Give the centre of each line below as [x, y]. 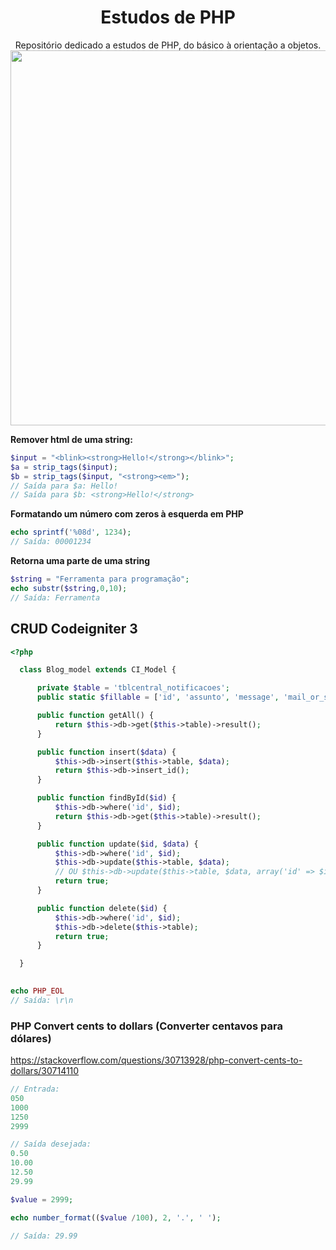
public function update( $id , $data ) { [117, 844]
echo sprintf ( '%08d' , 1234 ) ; [71, 532]
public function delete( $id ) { [102, 908]
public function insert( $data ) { [106, 752]
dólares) [31, 1038]
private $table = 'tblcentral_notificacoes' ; [133, 688]
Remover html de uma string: [71, 439]
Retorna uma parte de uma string [80, 561]
